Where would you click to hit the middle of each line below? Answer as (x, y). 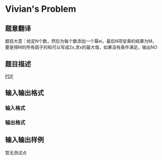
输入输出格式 (25, 93)
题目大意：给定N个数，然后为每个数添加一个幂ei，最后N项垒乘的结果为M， (81, 41)
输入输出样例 (25, 140)
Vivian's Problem (41, 9)
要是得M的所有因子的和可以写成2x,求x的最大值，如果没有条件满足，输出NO (81, 47)
